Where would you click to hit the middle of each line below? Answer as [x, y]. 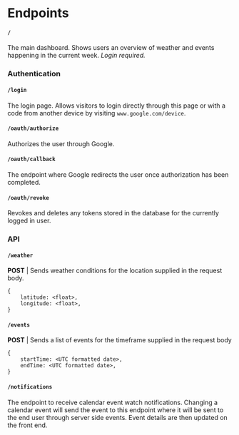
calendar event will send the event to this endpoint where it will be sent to [116, 410]
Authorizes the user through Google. [61, 143]
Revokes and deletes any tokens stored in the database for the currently [113, 213]
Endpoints [38, 13]
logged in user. [29, 221]
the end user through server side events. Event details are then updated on [118, 417]
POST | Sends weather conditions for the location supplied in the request [115, 271]
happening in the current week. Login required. [76, 56]
